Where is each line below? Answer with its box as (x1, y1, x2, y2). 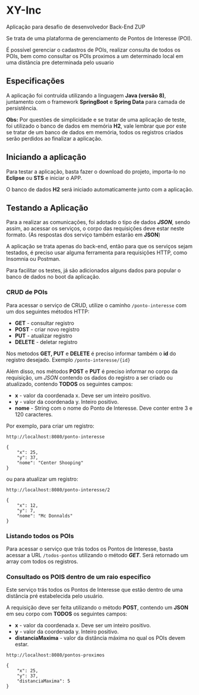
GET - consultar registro (14, 319, 74, 327)
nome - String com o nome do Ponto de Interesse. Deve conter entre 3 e (14, 405, 193, 412)
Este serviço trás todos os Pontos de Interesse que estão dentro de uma (6, 586, 183, 593)
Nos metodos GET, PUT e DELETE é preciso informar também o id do (6, 350, 176, 357)
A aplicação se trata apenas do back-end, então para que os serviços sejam (6, 243, 193, 250)
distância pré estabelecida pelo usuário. (6, 592, 104, 600)
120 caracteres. (14, 410, 53, 418)
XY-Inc (6, 4, 42, 17)
